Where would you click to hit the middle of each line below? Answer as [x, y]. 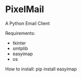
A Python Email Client [28, 23]
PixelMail [25, 9]
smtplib [20, 48]
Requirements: [20, 33]
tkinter [19, 43]
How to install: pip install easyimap [41, 69]
